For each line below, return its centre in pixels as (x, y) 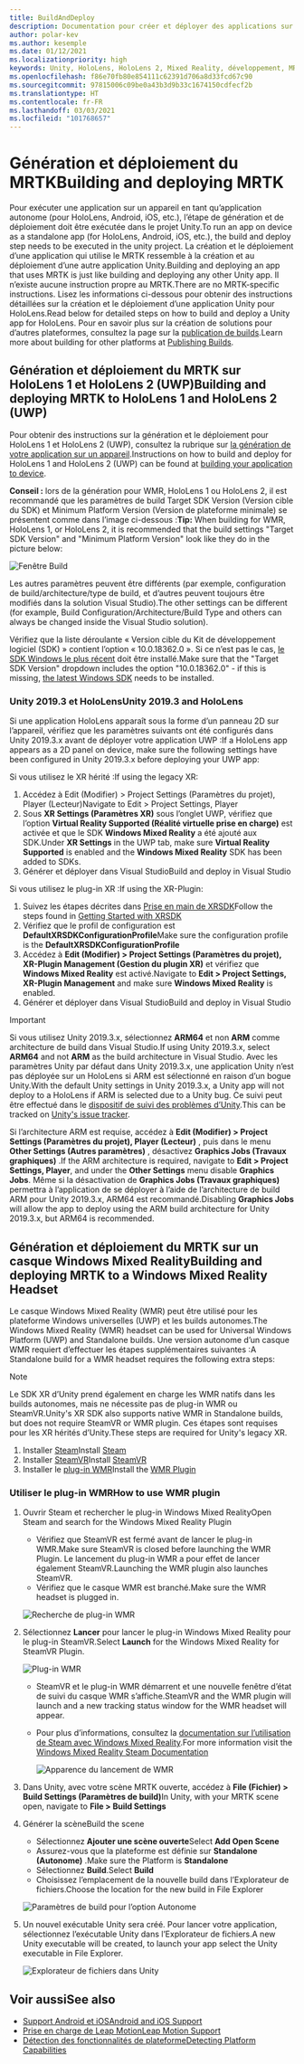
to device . (28, 473)
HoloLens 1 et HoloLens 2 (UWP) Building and (138, 385)
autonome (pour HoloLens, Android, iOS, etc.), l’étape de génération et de (147, 217)
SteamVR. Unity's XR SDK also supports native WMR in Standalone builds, (146, 1413)
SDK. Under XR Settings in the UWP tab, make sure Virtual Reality (146, 843)
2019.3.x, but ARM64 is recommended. (82, 1218)
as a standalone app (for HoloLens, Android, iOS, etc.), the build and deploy (150, 237)
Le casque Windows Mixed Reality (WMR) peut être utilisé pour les (133, 1311)
